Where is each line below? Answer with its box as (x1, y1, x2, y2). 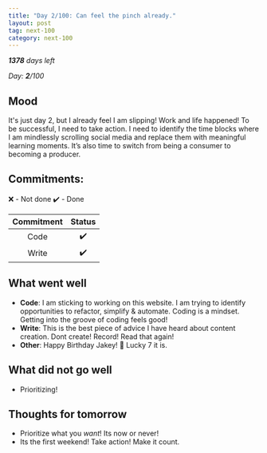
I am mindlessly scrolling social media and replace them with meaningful (8, 132, 246, 142)
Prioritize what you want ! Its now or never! (19, 428, 159, 439)
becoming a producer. (8, 149, 81, 160)
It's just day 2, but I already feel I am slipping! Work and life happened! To (8, 116, 249, 125)
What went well (8, 277, 87, 290)
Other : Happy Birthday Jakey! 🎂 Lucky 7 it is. (19, 340, 167, 349)
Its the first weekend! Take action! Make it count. (19, 437, 180, 447)
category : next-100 (8, 33, 73, 42)
